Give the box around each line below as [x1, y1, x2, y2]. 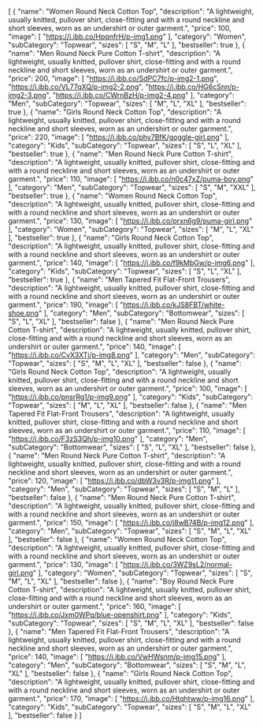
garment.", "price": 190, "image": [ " [8, 300, 124, 309]
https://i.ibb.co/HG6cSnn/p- [148, 82, 240, 91]
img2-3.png [8, 91, 46, 99]
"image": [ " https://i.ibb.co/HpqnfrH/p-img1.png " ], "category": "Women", [8, 32, 246, 41]
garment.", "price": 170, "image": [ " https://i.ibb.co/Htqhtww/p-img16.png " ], [8, 694, 255, 703]
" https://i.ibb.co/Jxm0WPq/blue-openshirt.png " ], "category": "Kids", [8, 610, 232, 619]
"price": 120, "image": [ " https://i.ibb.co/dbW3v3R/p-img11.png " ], [8, 476, 221, 485]
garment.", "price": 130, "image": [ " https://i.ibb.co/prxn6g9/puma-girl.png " [8, 216, 253, 226]
